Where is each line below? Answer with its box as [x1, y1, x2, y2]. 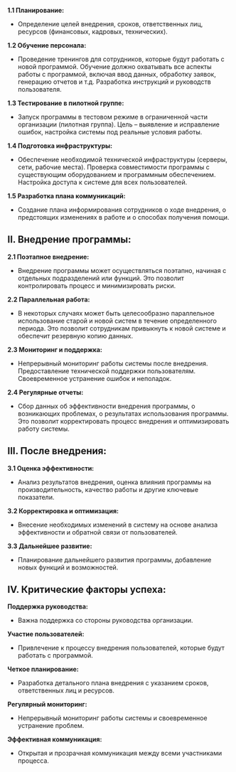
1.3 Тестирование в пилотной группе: [7, 99, 124, 107]
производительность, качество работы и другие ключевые [17, 485, 199, 493]
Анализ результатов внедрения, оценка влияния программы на [17, 478, 212, 486]
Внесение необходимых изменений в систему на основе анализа [17, 520, 218, 529]
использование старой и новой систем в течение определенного [17, 316, 217, 325]
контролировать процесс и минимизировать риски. [17, 281, 176, 290]
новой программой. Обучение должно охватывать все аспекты [17, 63, 212, 70]
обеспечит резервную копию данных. [17, 331, 134, 340]
